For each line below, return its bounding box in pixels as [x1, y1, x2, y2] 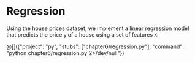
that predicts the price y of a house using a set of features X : [6, 31, 159, 38]
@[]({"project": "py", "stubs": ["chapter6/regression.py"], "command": [6, 43, 185, 50]
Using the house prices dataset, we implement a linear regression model [6, 24, 189, 32]
